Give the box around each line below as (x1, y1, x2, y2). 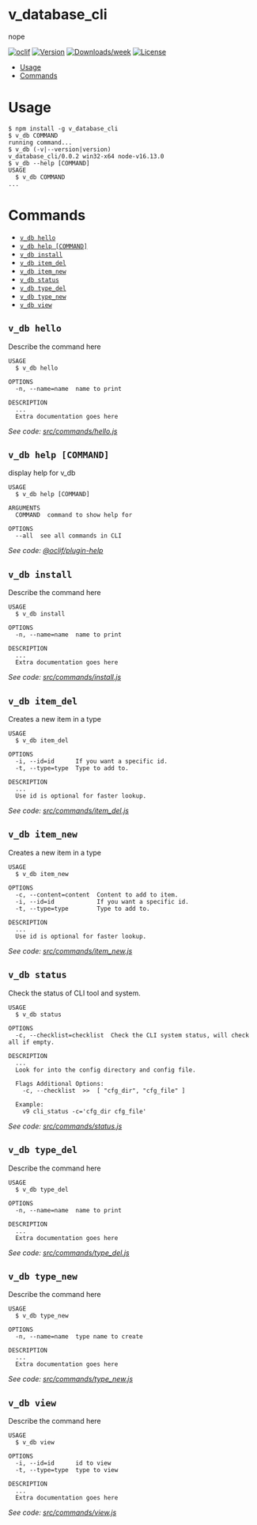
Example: (15, 1100, 44, 1109)
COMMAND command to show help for (15, 511, 133, 519)
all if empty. (8, 1038, 55, 1046)
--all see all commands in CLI (15, 532, 123, 540)
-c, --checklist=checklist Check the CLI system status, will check (15, 1031, 249, 1039)
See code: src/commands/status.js (8, 1121, 123, 1131)
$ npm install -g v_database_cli (8, 124, 119, 132)
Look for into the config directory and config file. (15, 1066, 196, 1074)
